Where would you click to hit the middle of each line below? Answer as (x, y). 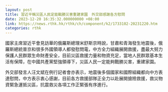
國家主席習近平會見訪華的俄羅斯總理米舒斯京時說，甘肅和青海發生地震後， (82, 43)
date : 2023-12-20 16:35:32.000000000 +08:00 (52, 19)
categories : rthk (23, 28)
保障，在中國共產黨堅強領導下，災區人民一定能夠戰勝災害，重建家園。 (86, 62)
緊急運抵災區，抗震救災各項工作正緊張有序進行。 (60, 85)
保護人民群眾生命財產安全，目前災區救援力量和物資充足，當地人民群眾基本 (82, 56)
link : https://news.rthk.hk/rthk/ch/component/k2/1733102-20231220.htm (81, 24)
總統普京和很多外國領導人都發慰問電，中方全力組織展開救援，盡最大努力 (88, 49)
